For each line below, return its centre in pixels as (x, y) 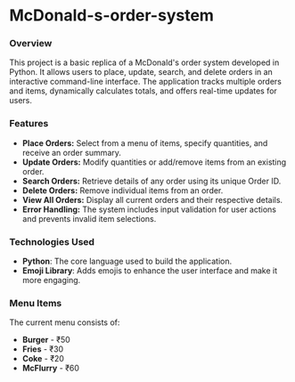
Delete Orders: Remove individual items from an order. (123, 190)
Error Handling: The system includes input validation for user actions (149, 209)
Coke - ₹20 (43, 359)
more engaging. (51, 280)
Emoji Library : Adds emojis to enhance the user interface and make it (150, 271)
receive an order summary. (72, 152)
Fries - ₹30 (43, 349)
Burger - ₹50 (46, 340)
